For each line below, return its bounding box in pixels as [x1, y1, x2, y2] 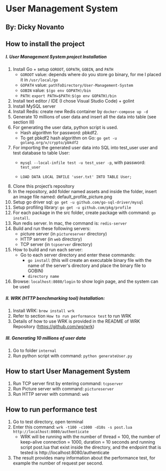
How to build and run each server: [12, 246, 83, 252]
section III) [12, 119, 35, 125]
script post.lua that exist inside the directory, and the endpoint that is [20, 444, 161, 450]
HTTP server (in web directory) [20, 236, 83, 242]
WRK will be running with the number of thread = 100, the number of [20, 434, 161, 440]
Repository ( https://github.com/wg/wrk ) [12, 323, 95, 329]
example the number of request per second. [12, 460, 103, 466]
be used [12, 283, 30, 289]
